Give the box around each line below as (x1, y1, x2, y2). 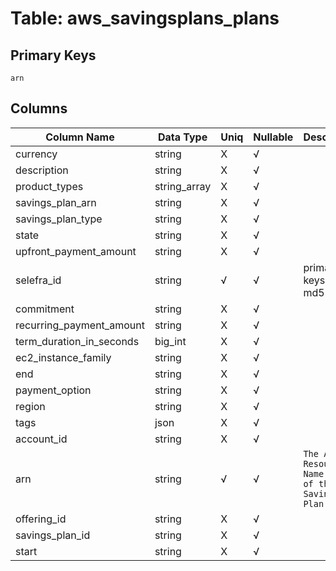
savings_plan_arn (15, 195, 97, 209)
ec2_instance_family (15, 350, 112, 364)
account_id (15, 432, 68, 446)
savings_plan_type (15, 212, 103, 226)
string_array (154, 179, 212, 193)
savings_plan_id (15, 528, 91, 542)
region (15, 399, 46, 413)
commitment (15, 302, 75, 316)
